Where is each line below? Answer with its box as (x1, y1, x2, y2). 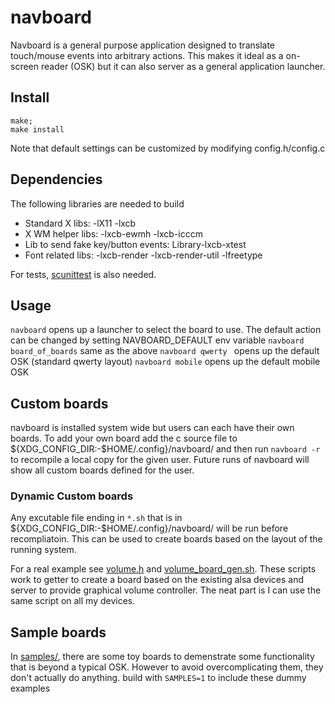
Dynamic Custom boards (10, 489, 134, 503)
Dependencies (10, 171, 103, 188)
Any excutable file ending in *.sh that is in (10, 512, 183, 524)
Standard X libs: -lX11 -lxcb (24, 217, 137, 229)
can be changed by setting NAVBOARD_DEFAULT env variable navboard (10, 334, 305, 346)
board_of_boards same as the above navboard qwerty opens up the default (10, 345, 320, 357)
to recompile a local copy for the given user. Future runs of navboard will (10, 454, 310, 466)
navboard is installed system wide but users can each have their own (10, 422, 295, 434)
